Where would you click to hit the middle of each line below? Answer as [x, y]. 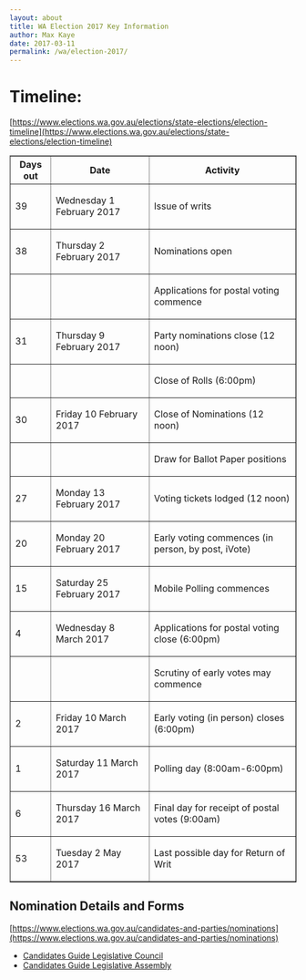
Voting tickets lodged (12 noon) [222, 499]
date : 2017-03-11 [42, 43]
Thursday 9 [81, 335]
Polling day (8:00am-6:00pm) [219, 769]
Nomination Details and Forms [97, 907]
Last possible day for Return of [219, 853]
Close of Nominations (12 [209, 414]
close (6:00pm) [187, 639]
